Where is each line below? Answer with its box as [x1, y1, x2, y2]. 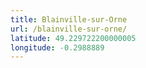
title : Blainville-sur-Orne [10, 14, 128, 25]
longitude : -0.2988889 [10, 42, 105, 53]
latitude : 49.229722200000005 [10, 33, 137, 43]
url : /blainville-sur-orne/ [10, 24, 128, 34]
